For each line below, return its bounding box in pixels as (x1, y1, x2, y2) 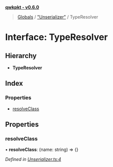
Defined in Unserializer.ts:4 (5, 156, 61, 162)
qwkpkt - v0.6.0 (5, 5, 39, 10)
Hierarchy (5, 51, 37, 60)
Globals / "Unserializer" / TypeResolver (17, 14, 98, 20)
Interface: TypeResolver (5, 32, 108, 43)
